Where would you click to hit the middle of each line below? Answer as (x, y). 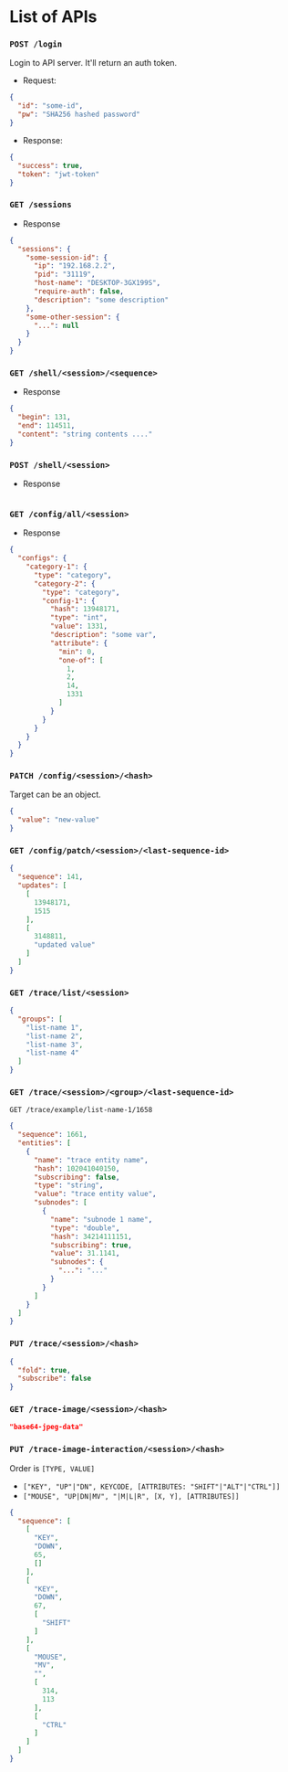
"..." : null (56, 325)
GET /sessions (41, 205)
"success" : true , (51, 165)
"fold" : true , (44, 1370)
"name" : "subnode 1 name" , (101, 1219)
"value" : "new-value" (59, 820)
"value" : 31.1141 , (85, 1254)
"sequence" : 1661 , (53, 1135)
